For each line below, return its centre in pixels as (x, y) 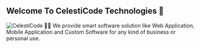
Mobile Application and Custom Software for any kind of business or (91, 32)
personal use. (23, 38)
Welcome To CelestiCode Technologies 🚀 (85, 11)
